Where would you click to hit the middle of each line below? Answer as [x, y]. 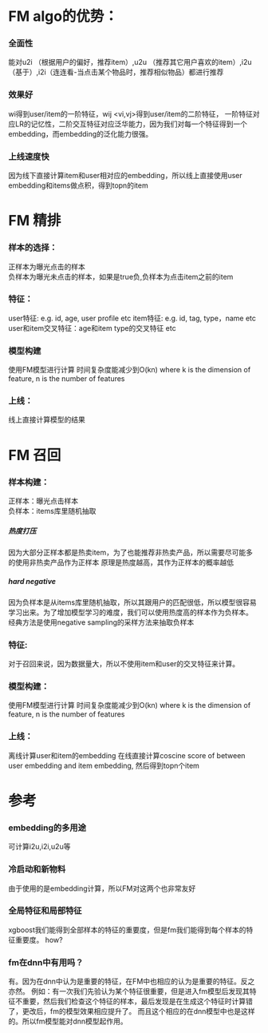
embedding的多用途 [47, 828]
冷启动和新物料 [37, 869]
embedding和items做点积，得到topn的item [79, 185]
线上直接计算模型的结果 [47, 419]
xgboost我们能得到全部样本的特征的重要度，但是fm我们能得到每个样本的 [127, 930]
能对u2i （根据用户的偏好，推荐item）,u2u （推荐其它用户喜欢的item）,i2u [130, 62]
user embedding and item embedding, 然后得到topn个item [104, 765]
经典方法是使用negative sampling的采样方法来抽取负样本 [101, 622]
